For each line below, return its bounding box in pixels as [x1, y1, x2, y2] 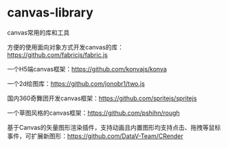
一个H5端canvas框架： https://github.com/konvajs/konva [7, 65, 167, 73]
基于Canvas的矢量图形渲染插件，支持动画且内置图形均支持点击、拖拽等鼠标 [7, 123, 221, 131]
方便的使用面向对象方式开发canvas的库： [7, 43, 124, 51]
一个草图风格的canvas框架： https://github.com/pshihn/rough [7, 109, 180, 117]
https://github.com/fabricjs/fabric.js [7, 50, 108, 59]
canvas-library [7, 5, 94, 21]
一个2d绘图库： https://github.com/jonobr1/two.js [7, 79, 146, 87]
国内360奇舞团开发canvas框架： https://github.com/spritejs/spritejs [7, 94, 197, 102]
